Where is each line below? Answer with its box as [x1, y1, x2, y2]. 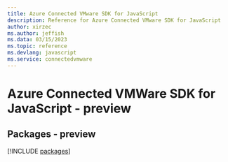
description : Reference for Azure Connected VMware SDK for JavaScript [7, 17, 221, 24]
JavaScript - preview [7, 101, 132, 116]
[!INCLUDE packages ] [7, 147, 71, 155]
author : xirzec [7, 23, 52, 30]
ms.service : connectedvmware [7, 56, 93, 63]
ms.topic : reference [7, 43, 68, 50]
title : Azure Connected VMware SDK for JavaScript [7, 10, 159, 17]
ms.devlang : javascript [7, 50, 77, 57]
